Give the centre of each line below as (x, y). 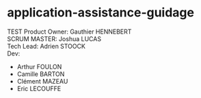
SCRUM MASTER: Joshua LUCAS (54, 38)
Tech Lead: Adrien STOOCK (46, 46)
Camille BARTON (41, 74)
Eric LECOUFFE (39, 88)
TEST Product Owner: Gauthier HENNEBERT (69, 32)
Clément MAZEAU (42, 81)
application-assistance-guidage (101, 13)
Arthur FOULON (39, 66)
